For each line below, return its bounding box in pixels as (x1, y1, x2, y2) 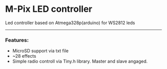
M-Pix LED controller (5, 3, 92, 15)
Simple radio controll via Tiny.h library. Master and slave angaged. (12, 58, 148, 65)
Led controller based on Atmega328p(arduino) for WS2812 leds (5, 20, 135, 26)
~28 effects (12, 53, 36, 59)
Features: (5, 36, 29, 43)
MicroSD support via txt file (12, 48, 69, 54)
